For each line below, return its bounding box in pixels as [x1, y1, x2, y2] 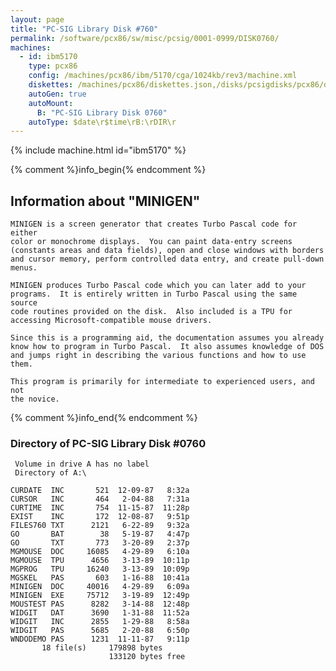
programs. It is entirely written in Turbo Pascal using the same [10, 289, 298, 300]
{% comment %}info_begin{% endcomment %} [10, 164, 207, 176]
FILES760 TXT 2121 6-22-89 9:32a [10, 521, 190, 531]
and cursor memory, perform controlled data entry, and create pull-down [10, 254, 325, 265]
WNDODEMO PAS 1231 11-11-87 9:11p [10, 634, 190, 645]
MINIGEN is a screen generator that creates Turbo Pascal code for [10, 219, 298, 230]
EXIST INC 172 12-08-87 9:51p [10, 512, 190, 522]
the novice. [10, 394, 60, 405]
